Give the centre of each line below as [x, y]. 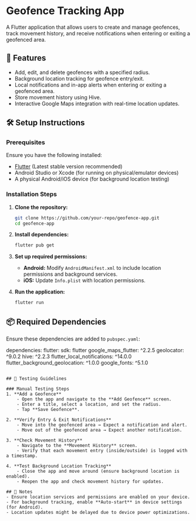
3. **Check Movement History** [44, 440]
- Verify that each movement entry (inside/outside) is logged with [102, 451]
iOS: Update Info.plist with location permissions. [84, 280]
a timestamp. [22, 456]
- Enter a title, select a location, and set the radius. [89, 405]
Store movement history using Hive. [58, 97]
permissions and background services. [70, 274]
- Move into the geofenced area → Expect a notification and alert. [102, 425]
